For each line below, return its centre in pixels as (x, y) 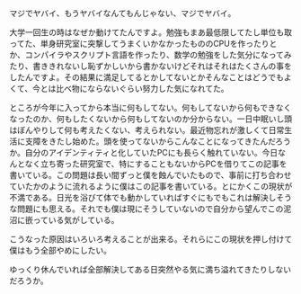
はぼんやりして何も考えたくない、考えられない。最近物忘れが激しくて (139, 130)
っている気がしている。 (76, 220)
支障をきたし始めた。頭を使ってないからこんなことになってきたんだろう (158, 141)
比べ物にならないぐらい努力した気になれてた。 (142, 89)
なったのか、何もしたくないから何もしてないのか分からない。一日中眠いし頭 (151, 119)
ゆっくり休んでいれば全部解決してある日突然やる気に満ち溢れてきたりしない (150, 269)
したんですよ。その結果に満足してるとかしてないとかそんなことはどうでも (147, 77)
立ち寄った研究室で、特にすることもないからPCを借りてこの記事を (164, 164)
